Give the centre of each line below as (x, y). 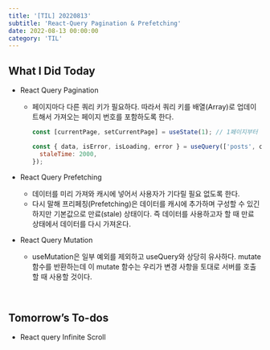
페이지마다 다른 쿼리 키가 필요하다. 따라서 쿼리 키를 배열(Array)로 (133, 107)
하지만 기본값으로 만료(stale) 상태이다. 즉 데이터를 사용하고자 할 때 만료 (143, 213)
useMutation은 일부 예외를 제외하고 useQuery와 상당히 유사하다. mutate (146, 256)
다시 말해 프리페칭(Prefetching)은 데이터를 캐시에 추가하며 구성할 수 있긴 (146, 204)
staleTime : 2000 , (68, 154)
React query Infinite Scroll (63, 337)
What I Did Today (52, 70)
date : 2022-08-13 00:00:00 (53, 31)
